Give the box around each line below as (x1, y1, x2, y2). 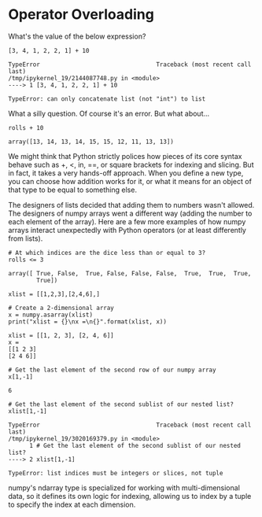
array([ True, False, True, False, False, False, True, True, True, (8, 269, 252, 277)
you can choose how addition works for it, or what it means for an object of (8, 176, 252, 186)
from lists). (8, 234, 43, 243)
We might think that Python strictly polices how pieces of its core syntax (8, 151, 242, 161)
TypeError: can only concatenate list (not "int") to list (8, 94, 206, 103)
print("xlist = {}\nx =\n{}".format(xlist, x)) (8, 317, 168, 326)
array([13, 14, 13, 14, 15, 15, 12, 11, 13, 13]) (8, 138, 175, 146)
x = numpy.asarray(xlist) (8, 311, 93, 319)
